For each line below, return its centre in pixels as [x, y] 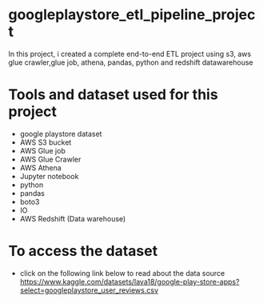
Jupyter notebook [49, 176]
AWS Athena [40, 167]
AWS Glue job [42, 150]
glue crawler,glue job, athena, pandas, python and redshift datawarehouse [131, 62]
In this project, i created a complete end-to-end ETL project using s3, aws [130, 54]
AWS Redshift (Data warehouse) [73, 218]
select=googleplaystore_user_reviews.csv [89, 290]
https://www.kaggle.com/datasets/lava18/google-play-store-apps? [130, 281]
